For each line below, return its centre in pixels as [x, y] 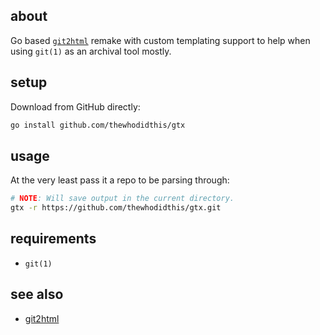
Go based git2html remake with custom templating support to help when [160, 40]
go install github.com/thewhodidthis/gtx [98, 125]
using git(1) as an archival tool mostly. [91, 51]
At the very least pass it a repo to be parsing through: [120, 180]
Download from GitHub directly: [75, 106]
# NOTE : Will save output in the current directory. [122, 199]
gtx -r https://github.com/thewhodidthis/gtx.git [116, 208]
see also [37, 294]
